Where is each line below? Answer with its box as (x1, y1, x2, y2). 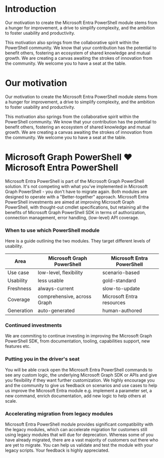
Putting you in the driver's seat (5, 356, 80, 362)
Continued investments (5, 322, 62, 329)
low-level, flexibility (38, 269, 83, 276)
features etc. (5, 343, 31, 349)
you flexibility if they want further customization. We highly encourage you (5, 377, 155, 383)
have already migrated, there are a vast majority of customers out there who (5, 437, 159, 443)
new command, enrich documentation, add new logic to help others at (5, 393, 146, 399)
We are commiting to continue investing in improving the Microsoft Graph (5, 333, 152, 339)
